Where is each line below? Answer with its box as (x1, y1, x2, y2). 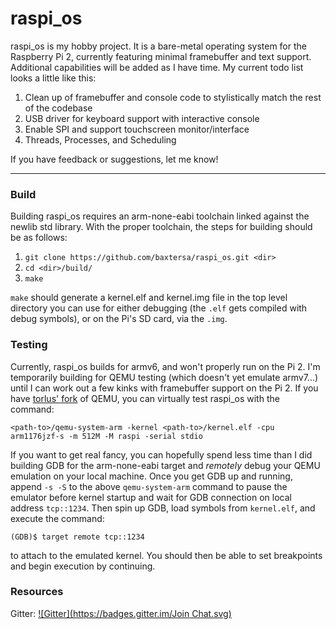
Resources (10, 585, 64, 599)
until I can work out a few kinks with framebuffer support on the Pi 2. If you (10, 382, 319, 394)
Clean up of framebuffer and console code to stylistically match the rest (24, 91, 322, 103)
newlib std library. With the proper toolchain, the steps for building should (10, 221, 313, 233)
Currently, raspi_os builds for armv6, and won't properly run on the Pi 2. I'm (10, 360, 321, 372)
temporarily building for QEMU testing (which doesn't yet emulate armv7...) (10, 371, 319, 383)
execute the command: (10, 512, 105, 524)
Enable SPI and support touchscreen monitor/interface (24, 123, 250, 135)
